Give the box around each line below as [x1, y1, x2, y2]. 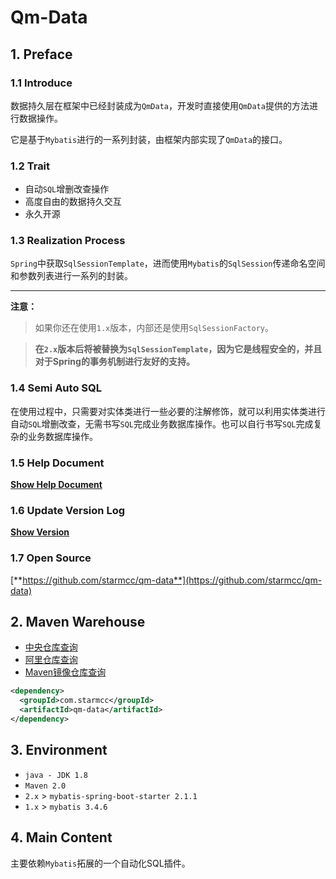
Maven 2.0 [24, 781, 67, 791]
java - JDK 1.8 [24, 770, 89, 780]
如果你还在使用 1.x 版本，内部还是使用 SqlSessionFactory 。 [34, 322, 274, 334]
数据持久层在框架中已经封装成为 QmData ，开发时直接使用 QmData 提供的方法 [10, 99, 310, 111]
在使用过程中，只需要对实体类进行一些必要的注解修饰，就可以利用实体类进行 [10, 405, 326, 417]
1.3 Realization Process [10, 234, 126, 248]
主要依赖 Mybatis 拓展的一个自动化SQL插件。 [10, 857, 191, 869]
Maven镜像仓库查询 [24, 666, 107, 678]
